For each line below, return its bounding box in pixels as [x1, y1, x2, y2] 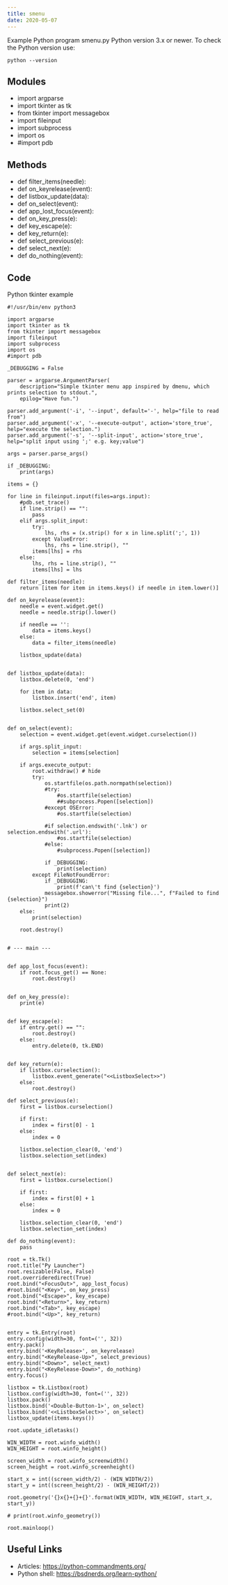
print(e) [19, 999, 45, 1007]
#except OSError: [44, 804, 95, 811]
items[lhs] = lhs [32, 566, 82, 573]
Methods [7, 158, 47, 171]
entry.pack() [7, 1341, 45, 1349]
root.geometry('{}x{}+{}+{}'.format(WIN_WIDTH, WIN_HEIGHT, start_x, [7, 1494, 213, 1501]
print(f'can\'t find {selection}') [56, 883, 160, 890]
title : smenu [7, 10, 45, 17]
